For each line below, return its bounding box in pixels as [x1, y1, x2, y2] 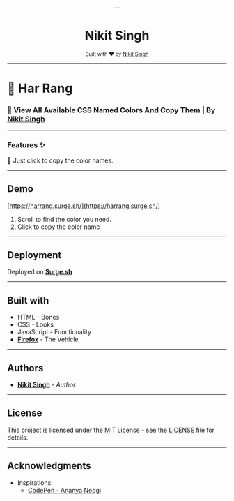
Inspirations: [17, 478, 54, 487]
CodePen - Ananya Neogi [27, 486, 102, 494]
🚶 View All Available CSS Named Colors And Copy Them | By [7, 105, 216, 115]
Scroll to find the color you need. [17, 215, 111, 223]
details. [7, 433, 29, 442]
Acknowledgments [7, 460, 92, 472]
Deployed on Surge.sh [7, 268, 72, 276]
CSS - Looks [17, 320, 54, 329]
